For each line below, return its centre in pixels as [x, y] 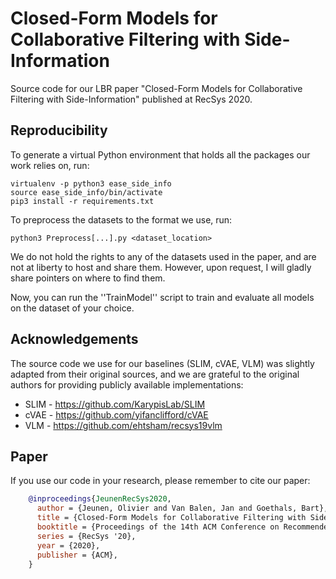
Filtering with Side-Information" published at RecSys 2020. [131, 99]
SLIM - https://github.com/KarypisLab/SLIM [115, 404]
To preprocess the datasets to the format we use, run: [121, 219]
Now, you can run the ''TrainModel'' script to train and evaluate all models [162, 297]
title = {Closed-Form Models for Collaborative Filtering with [171, 518]
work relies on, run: [50, 165]
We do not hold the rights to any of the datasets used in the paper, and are [163, 256]
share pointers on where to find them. [88, 278]
